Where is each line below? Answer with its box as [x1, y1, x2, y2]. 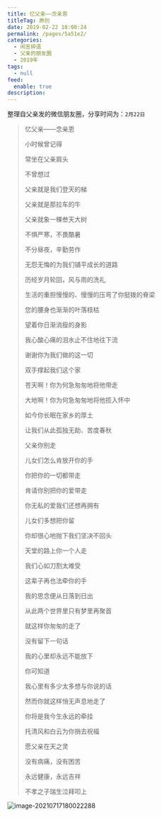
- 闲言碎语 [13, 43, 42, 50]
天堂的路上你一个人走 [24, 546, 87, 555]
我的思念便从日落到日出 [24, 592, 93, 600]
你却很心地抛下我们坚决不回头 [24, 531, 112, 540]
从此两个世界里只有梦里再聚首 [24, 607, 112, 615]
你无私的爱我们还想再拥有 [24, 501, 100, 510]
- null [13, 69, 33, 77]
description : [7, 89, 46, 96]
